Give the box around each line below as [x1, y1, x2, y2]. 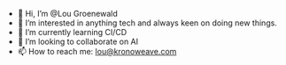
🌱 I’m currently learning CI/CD [17, 27, 128, 37]
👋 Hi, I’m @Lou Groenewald [17, 9, 118, 18]
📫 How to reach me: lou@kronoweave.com [17, 47, 177, 56]
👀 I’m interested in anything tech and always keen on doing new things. [17, 18, 277, 28]
